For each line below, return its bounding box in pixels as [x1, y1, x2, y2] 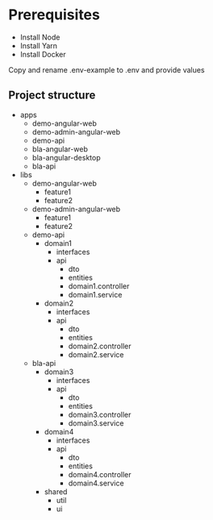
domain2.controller [68, 341, 132, 351]
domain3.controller [68, 410, 132, 419]
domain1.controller [68, 281, 130, 291]
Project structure [8, 89, 96, 102]
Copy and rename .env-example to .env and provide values [8, 64, 205, 74]
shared [44, 486, 68, 497]
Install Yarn [19, 40, 58, 50]
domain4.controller [68, 469, 132, 479]
